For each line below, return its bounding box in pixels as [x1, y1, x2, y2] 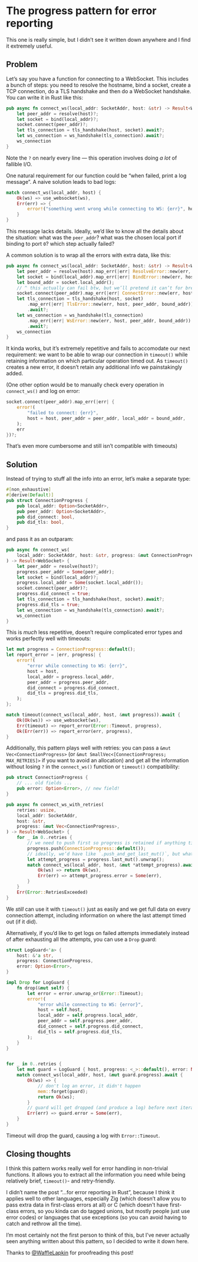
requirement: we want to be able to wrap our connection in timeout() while [6, 351, 188, 358]
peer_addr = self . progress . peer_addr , [37, 1018, 133, 1024]
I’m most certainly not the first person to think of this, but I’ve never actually [6, 1231, 190, 1238]
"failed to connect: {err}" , [27, 410, 99, 416]
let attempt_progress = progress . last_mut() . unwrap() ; [27, 856, 165, 863]
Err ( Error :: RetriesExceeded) [16, 889, 88, 895]
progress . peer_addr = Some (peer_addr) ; [16, 569, 115, 575]
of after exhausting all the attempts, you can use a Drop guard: [6, 936, 157, 943]
